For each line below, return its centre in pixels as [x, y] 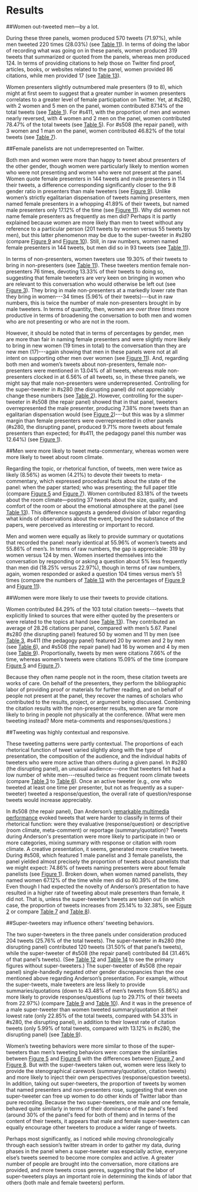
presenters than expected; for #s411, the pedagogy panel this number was [96, 433]
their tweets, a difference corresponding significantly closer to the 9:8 [91, 185]
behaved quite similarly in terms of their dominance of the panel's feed [92, 1108]
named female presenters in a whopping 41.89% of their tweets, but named [98, 203]
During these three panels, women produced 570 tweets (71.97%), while [94, 38]
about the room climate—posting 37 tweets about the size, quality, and [92, 500]
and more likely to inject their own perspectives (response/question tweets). [98, 1077]
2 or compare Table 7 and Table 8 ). [49, 912]
